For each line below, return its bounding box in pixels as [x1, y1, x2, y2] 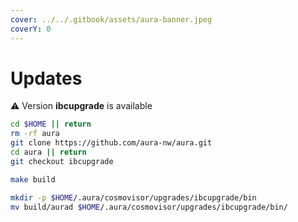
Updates [10, 67, 83, 90]
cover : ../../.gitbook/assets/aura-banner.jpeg [10, 14, 213, 25]
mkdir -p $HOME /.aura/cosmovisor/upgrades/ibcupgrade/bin [10, 192, 257, 203]
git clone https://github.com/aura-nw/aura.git [10, 138, 213, 148]
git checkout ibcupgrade [10, 156, 114, 166]
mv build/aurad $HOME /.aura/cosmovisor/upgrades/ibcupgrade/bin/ [10, 202, 288, 212]
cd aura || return [10, 147, 87, 158]
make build [10, 174, 56, 185]
